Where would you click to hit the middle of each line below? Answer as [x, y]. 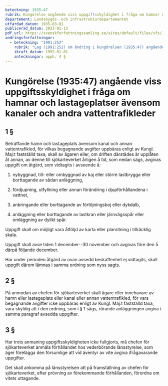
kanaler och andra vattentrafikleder [80, 113]
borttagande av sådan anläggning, [48, 180]
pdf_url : [14, 33]
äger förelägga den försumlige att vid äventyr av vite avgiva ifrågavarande [81, 352]
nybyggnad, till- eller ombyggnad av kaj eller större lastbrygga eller [81, 175]
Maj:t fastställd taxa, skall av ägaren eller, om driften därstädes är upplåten [82, 154]
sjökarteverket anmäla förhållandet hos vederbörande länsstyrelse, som [79, 347]
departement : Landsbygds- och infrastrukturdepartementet [67, 19]
